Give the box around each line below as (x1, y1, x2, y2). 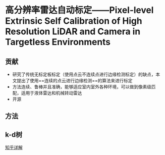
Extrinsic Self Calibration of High (5, 15, 142, 27)
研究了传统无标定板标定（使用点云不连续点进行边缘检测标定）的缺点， (12, 71, 156, 77)
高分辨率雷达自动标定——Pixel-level (5, 4, 154, 16)
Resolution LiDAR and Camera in (5, 26, 141, 37)
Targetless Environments (5, 37, 110, 48)
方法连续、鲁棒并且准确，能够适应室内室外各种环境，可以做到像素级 (12, 84, 152, 90)
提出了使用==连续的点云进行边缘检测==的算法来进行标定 (16, 78, 133, 83)
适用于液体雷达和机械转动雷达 (21, 90, 82, 96)
